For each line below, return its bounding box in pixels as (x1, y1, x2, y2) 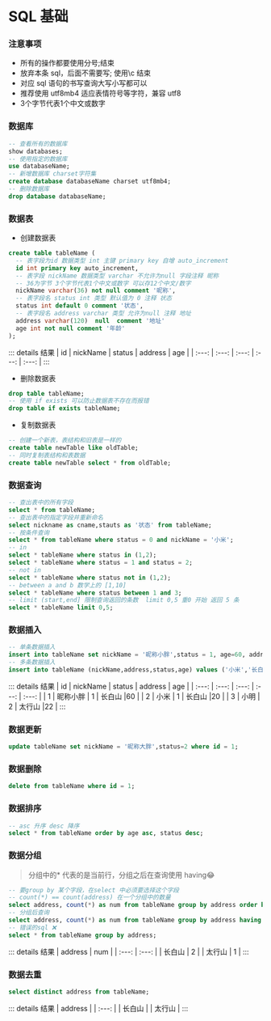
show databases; (8, 147, 63, 155)
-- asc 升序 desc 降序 (8, 822, 80, 830)
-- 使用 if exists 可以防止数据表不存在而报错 (8, 397, 149, 405)
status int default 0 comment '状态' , (15, 302, 144, 310)
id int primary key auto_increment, (15, 264, 139, 272)
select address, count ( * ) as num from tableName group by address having (8, 916, 262, 925)
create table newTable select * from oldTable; (8, 459, 172, 467)
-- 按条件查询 (8, 528, 50, 536)
